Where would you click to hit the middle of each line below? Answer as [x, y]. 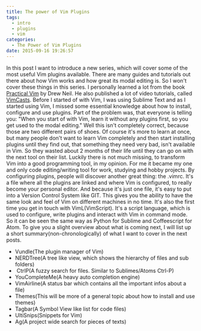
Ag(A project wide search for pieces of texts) [70, 321]
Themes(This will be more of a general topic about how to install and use [105, 296]
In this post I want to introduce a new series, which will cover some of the [97, 68]
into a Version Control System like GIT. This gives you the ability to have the [100, 195]
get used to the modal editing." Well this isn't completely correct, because [97, 125]
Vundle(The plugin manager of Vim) [59, 251]
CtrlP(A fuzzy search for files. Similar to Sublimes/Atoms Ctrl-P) [95, 270]
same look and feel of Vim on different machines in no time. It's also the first [100, 201]
